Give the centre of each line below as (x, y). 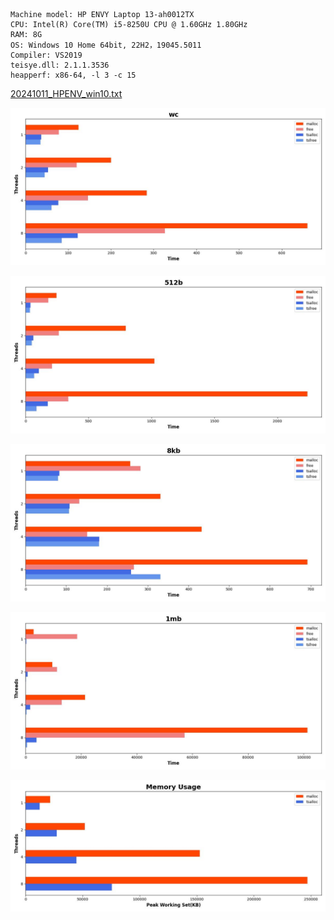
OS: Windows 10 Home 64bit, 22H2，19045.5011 (106, 45)
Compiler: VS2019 (46, 55)
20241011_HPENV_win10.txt (66, 93)
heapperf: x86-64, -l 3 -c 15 (73, 75)
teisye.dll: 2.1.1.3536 (60, 65)
